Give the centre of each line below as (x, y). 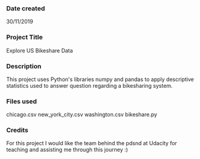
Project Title (25, 37)
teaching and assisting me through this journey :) (67, 150)
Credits (17, 130)
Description (24, 66)
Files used (22, 101)
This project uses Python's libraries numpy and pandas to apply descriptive (100, 79)
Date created (26, 8)
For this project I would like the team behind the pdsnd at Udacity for (92, 143)
